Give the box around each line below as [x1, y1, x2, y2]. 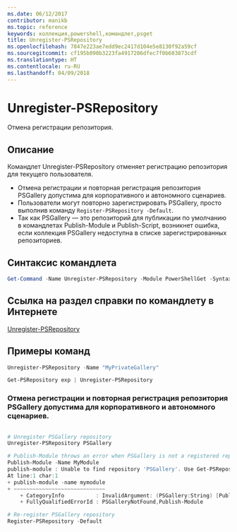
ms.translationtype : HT [7, 57, 78, 64]
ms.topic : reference [7, 23, 68, 30]
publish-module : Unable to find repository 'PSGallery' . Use [7, 466, 194, 473]
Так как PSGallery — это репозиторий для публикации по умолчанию [17, 213, 227, 223]
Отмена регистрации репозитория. [7, 123, 114, 131]
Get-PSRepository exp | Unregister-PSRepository [7, 377, 153, 384]
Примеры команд [7, 345, 90, 357]
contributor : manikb [7, 17, 68, 24]
